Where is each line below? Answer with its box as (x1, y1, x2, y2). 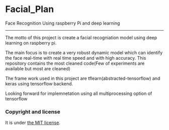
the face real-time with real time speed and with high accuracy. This (5, 55, 146, 61)
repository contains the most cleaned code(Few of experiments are (5, 60, 145, 66)
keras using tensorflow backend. (5, 80, 73, 86)
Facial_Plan (5, 4, 54, 15)
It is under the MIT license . (5, 119, 60, 126)
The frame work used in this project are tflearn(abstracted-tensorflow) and (5, 75, 160, 81)
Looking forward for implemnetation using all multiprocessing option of (5, 90, 152, 96)
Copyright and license (5, 108, 60, 115)
